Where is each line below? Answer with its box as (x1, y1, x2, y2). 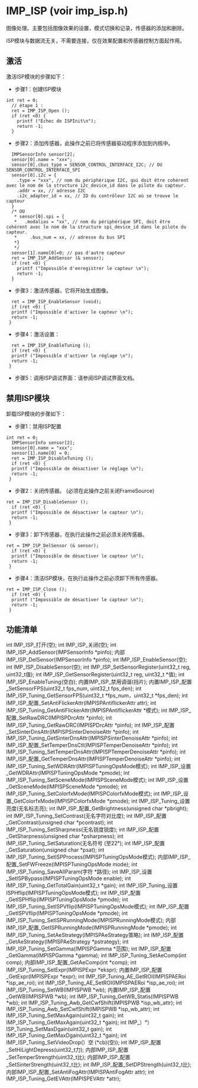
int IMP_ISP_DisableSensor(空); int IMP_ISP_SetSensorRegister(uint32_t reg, (6, 663, 191, 670)
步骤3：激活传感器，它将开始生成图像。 (14, 287, 112, 294)
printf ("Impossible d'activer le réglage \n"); (11, 352, 134, 359)
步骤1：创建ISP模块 (14, 85, 62, 92)
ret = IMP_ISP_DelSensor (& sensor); (6, 543, 99, 548)
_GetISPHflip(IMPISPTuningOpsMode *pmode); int (6, 896, 128, 903)
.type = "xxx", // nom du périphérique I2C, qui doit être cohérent (17, 177, 189, 183)
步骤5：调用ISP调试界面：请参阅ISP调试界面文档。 (14, 374, 138, 381)
